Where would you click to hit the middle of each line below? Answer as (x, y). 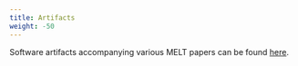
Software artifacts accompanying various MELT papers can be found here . (149, 52)
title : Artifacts (42, 18)
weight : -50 (32, 26)
